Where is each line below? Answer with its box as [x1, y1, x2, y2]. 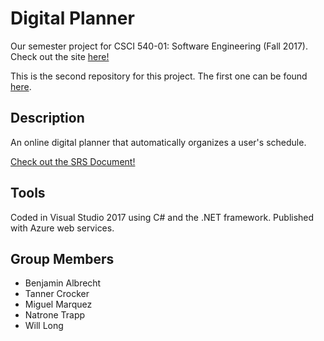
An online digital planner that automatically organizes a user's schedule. [10, 136, 307, 148]
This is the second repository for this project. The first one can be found [10, 70, 308, 82]
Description [10, 110, 85, 127]
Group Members [10, 250, 115, 267]
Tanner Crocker [24, 288, 90, 300]
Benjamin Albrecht [24, 277, 102, 289]
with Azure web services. [10, 222, 115, 234]
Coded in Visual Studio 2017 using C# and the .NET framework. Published [10, 211, 315, 223]
